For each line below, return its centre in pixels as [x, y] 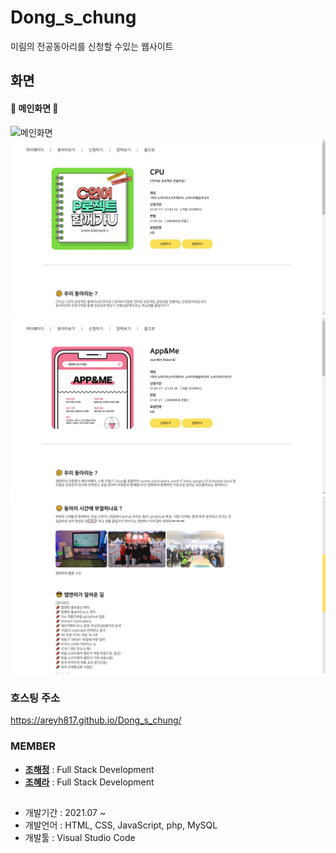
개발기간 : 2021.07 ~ [65, 813]
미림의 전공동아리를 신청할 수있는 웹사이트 [92, 46]
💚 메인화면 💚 [34, 108]
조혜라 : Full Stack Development [89, 782]
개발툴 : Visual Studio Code [80, 838]
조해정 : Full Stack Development [89, 769]
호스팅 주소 [35, 698]
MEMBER [33, 746]
